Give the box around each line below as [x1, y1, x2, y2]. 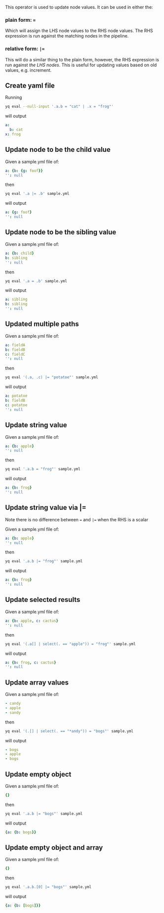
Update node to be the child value [5, 145, 111, 154]
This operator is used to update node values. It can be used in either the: [5, 4, 153, 10]
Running [5, 94, 22, 100]
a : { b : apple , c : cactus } [5, 618, 58, 623]
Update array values [5, 678, 69, 686]
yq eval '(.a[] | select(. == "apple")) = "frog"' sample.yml [5, 641, 136, 646]
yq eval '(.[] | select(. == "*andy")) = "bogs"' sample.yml [5, 729, 134, 733]
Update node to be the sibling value [5, 228, 117, 236]
